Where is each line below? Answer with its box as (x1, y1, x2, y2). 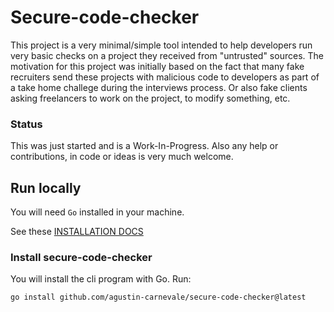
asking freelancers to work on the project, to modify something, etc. (10, 92, 291, 104)
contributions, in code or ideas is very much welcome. (10, 151, 234, 163)
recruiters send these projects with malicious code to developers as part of (10, 71, 320, 83)
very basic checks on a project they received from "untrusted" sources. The (10, 49, 324, 61)
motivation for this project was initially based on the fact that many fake (10, 60, 305, 72)
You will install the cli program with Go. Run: (10, 273, 192, 285)
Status (10, 117, 43, 131)
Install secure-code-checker (10, 250, 153, 264)
